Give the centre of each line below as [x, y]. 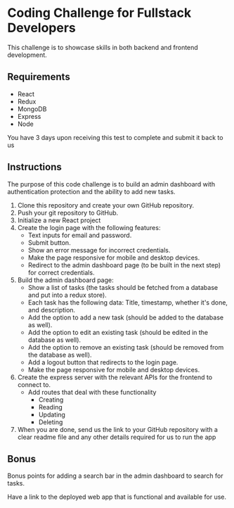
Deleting [51, 422]
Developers [41, 28]
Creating [51, 400]
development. [27, 55]
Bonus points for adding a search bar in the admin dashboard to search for [115, 476]
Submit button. [50, 242]
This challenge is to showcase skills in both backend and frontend [103, 47]
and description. [52, 310]
